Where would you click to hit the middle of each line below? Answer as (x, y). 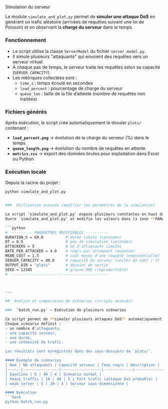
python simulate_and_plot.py (35, 192)
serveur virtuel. (28, 61)
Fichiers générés (26, 112)
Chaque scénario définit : (33, 324)
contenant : (17, 128)
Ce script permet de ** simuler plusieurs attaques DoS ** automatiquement (84, 319)
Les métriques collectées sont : (45, 77)
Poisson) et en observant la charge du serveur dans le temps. (69, 27)
